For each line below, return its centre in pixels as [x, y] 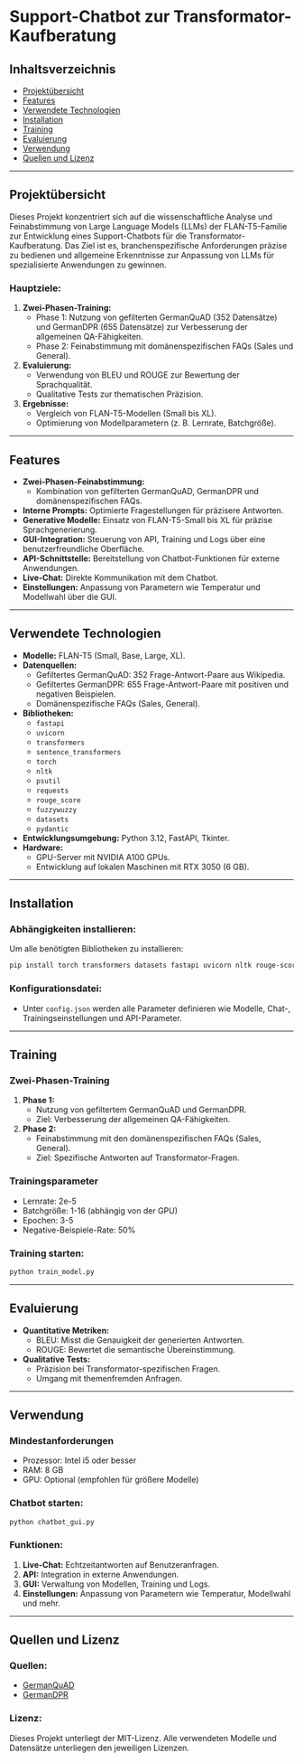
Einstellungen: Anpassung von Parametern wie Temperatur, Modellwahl [156, 1593]
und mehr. [41, 1603]
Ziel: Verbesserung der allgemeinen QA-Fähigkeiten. [133, 1120]
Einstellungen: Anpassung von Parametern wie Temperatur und [142, 587]
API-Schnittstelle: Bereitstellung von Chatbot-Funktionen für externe [151, 558]
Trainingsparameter [54, 1181]
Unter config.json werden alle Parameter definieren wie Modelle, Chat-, [156, 1008]
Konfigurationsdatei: [55, 989]
